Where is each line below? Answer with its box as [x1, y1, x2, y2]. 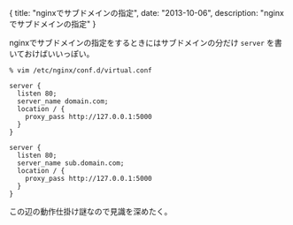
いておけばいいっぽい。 [9, 49, 95, 59]
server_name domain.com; [17, 97, 109, 106]
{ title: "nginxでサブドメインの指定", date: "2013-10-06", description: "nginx [9, 8, 285, 18]
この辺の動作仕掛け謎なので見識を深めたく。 [9, 206, 173, 216]
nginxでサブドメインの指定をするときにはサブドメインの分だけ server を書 [9, 38, 282, 48]
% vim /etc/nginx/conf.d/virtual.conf [9, 66, 152, 75]
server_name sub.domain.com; [17, 159, 125, 168]
